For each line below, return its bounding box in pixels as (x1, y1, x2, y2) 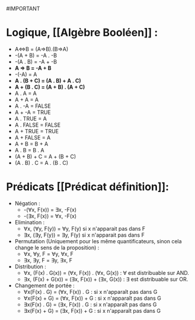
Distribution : (14, 263, 46, 270)
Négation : (14, 199, 40, 207)
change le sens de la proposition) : (14, 244, 100, 251)
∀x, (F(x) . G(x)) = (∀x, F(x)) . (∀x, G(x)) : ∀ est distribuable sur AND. (23, 269, 190, 276)
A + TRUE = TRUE (14, 127, 59, 134)
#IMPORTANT (6, 5, 40, 12)
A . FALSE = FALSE (14, 121, 61, 128)
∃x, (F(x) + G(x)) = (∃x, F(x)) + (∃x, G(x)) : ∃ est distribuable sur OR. (23, 275, 188, 283)
